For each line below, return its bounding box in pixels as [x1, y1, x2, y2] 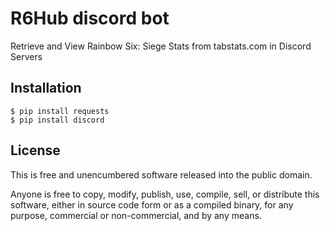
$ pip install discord [10, 115, 105, 125]
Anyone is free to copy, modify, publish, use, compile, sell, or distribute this [10, 188, 320, 200]
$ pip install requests [10, 106, 110, 116]
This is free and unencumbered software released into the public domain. [10, 168, 313, 181]
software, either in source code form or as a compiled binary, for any [10, 198, 294, 211]
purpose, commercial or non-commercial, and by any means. [10, 209, 262, 221]
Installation [10, 80, 82, 97]
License [10, 142, 61, 159]
